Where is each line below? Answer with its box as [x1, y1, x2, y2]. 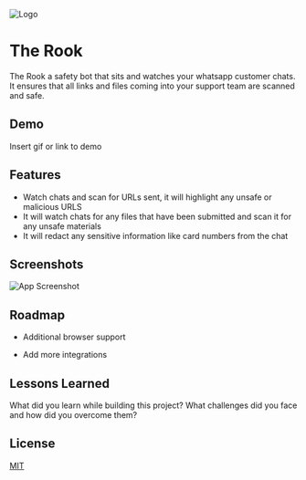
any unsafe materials [22, 220, 102, 232]
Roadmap [9, 307, 66, 323]
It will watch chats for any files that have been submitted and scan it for [22, 211, 292, 222]
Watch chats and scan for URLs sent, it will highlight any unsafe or [22, 192, 272, 203]
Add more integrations [22, 350, 108, 360]
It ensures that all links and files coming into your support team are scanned [9, 80, 295, 91]
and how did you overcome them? [9, 410, 138, 420]
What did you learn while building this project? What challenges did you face [9, 400, 298, 411]
